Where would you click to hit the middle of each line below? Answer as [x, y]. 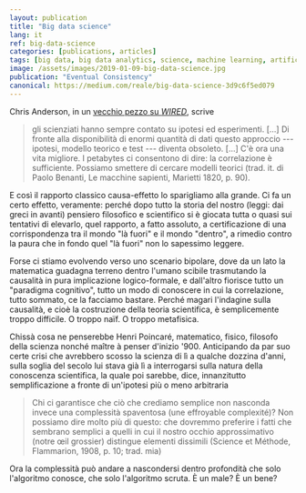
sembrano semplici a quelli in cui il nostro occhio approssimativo [153, 431]
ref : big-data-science [52, 43]
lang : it [26, 35]
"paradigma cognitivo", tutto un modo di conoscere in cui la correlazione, [147, 290]
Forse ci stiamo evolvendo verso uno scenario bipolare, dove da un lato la [148, 261]
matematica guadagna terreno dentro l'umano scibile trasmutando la [138, 270]
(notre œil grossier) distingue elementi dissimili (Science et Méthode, [161, 441]
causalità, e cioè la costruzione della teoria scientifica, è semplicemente [144, 309]
